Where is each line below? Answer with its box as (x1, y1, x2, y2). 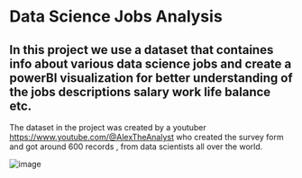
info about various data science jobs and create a (9, 56, 292, 71)
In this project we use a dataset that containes (9, 42, 274, 58)
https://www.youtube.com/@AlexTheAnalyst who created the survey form (9, 132, 284, 142)
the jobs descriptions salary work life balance (9, 84, 271, 100)
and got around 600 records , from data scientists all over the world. (9, 141, 263, 152)
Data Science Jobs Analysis (9, 6, 223, 27)
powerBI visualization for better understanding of (9, 70, 293, 85)
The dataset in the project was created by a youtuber (9, 122, 207, 132)
